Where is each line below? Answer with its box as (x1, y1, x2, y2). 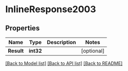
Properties (5, 24, 40, 32)
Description (47, 39, 76, 46)
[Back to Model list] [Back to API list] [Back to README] (5, 60, 123, 66)
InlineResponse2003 (5, 4, 96, 15)
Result (8, 47, 24, 54)
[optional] (81, 47, 105, 54)
